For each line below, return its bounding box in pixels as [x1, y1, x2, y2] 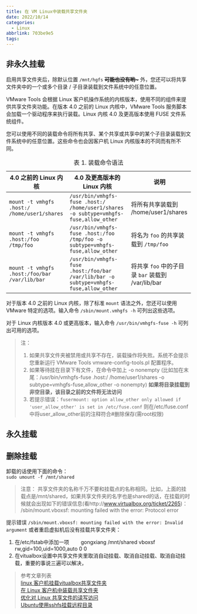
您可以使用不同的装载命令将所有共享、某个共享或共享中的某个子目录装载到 [6, 130, 186, 137]
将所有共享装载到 [131, 200, 178, 209]
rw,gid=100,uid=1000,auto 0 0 [14, 545, 87, 552]
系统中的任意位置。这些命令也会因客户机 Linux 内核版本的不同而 [11, 137, 166, 145]
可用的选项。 [11, 327, 42, 334]
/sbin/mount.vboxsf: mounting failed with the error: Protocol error [20, 506, 179, 514]
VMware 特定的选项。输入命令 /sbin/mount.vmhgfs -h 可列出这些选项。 [6, 307, 178, 314]
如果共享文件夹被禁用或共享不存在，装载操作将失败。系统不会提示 [29, 351, 189, 358]
